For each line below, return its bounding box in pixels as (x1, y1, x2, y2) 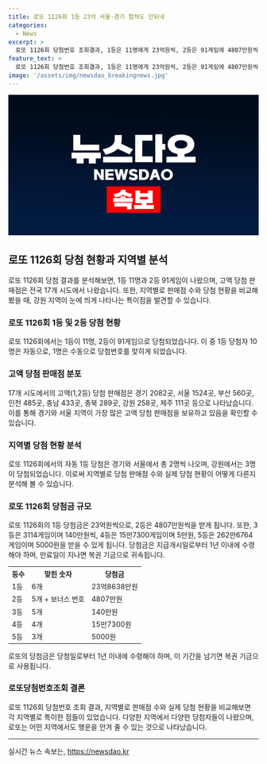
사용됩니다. (16, 661, 52, 670)
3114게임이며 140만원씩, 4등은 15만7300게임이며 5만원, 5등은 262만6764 (22, 531, 253, 540)
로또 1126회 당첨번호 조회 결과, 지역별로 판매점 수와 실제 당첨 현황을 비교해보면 (8, 702, 252, 712)
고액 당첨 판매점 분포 (8, 368, 82, 380)
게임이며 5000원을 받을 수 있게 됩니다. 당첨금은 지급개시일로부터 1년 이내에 (8, 540, 241, 550)
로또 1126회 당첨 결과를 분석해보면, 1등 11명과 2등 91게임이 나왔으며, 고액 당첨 (8, 276, 248, 285)
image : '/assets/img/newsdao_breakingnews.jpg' (8, 71, 169, 79)
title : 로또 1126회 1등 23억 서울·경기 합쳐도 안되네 (8, 13, 165, 21)
